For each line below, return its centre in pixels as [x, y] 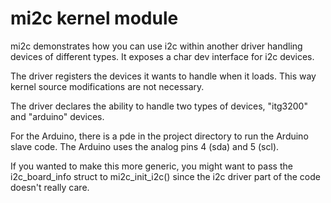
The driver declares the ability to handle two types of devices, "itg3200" [159, 106]
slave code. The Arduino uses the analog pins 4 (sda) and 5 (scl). [145, 146]
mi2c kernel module [94, 18]
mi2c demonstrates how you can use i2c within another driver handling [156, 46]
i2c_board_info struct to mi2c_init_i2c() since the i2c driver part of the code [165, 176]
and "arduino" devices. [57, 116]
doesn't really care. [50, 187]
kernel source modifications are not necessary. [107, 86]
